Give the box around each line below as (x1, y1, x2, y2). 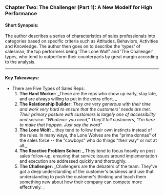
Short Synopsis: (5, 22, 39, 28)
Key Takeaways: (5, 75, 39, 81)
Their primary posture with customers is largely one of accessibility (19, 111, 156, 117)
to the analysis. (5, 59, 36, 65)
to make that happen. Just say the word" (19, 122, 102, 128)
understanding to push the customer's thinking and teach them (19, 174, 146, 180)
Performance (5, 10, 38, 17)
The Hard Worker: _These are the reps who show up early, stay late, (19, 91, 157, 97)
